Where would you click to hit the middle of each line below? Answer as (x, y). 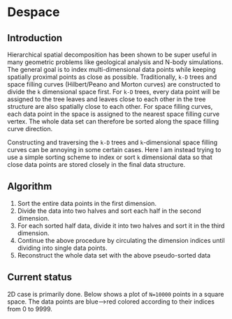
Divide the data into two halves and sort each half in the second (109, 211)
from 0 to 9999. (30, 309)
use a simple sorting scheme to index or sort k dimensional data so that (110, 157)
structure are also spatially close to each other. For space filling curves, (110, 106)
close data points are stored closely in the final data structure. (96, 164)
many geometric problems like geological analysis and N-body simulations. (115, 62)
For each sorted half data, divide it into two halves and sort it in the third (121, 225)
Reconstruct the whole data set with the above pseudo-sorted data (114, 255)
